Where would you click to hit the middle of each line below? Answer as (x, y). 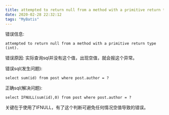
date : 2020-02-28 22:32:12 (33, 15)
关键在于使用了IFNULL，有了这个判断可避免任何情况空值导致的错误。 (77, 107)
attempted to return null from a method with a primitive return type (81, 44)
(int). (12, 48)
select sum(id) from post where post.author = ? (57, 78)
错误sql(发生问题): (24, 69)
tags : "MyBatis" (22, 19)
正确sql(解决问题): (24, 88)
